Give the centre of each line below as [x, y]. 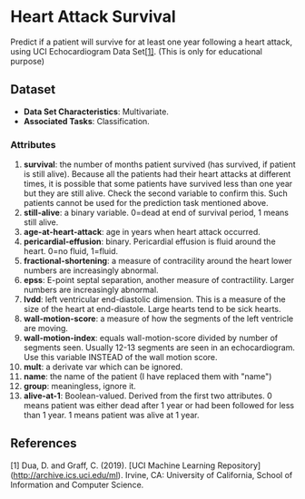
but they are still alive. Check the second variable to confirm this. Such [156, 193]
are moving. [46, 328]
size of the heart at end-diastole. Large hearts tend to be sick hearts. [152, 309]
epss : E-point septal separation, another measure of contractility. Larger [158, 280]
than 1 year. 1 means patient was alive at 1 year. [111, 416]
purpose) [27, 61]
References [44, 443]
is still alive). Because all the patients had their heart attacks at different [157, 174]
